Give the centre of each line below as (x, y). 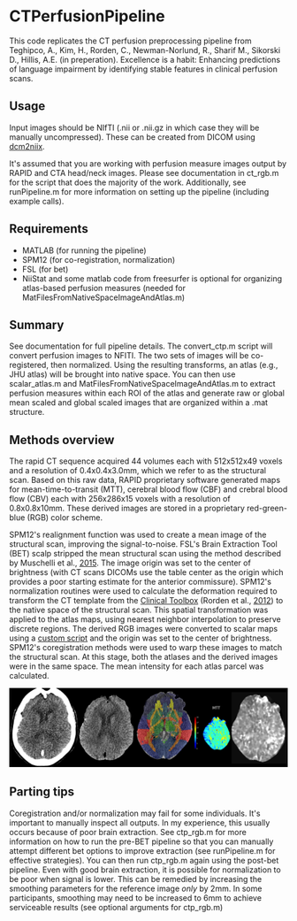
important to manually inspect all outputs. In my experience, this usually (140, 822)
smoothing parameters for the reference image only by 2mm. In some (136, 888)
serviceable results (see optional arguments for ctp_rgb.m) (116, 907)
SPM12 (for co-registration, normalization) (99, 259)
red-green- (267, 508)
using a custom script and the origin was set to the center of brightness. (141, 638)
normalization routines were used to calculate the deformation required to (143, 591)
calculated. (30, 676)
